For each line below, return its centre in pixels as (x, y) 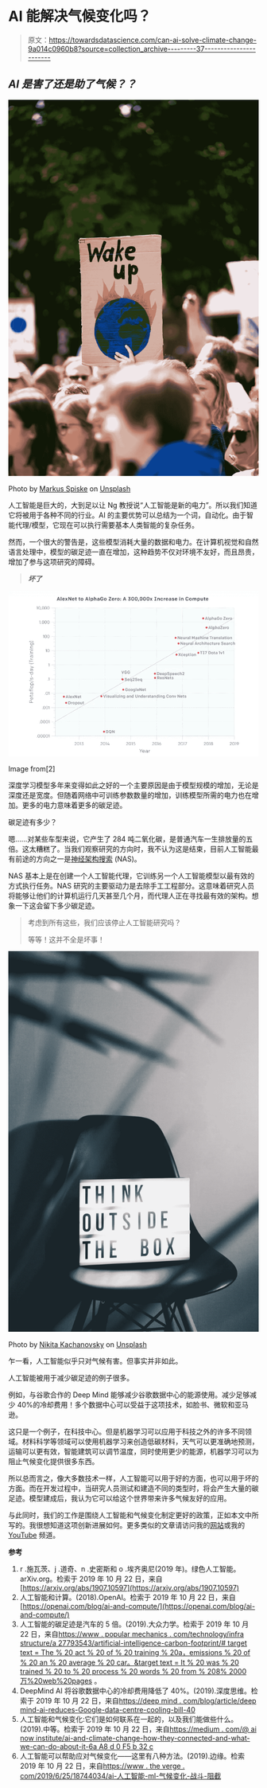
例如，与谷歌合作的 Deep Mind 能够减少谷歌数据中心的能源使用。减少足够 (129, 1395)
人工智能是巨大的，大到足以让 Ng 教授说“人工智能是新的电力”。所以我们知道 (133, 506)
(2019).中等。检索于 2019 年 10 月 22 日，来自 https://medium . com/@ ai (138, 1729)
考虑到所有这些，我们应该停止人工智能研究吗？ (104, 922)
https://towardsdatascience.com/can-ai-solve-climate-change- (153, 40)
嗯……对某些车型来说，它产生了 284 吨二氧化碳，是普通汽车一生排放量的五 (131, 839)
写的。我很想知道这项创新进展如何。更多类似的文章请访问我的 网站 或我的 (126, 1525)
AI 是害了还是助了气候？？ (72, 84)
